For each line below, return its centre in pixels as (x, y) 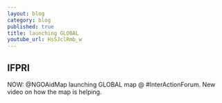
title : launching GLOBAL (43, 33)
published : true (31, 26)
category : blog (29, 20)
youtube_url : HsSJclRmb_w (44, 40)
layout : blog (26, 14)
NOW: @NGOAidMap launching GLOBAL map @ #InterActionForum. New (111, 84)
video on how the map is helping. (54, 92)
